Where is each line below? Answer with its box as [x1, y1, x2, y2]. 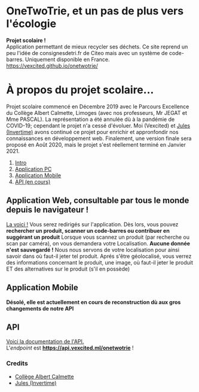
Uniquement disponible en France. [25, 56, 110, 63]
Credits [6, 359, 28, 367]
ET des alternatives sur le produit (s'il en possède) [6, 265, 130, 272]
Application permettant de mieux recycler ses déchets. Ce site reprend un [6, 43, 188, 50]
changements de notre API [6, 305, 74, 312]
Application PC [14, 165, 52, 172]
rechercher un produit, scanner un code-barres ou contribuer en [6, 227, 170, 234]
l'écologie [6, 17, 57, 31]
